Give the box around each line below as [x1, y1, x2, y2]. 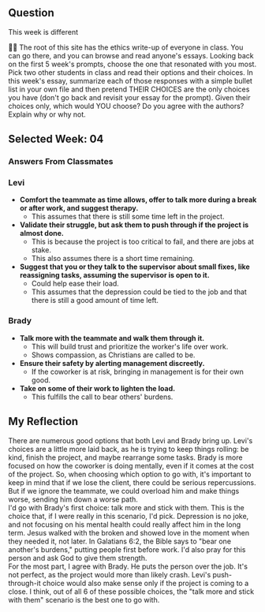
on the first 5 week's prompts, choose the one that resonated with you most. [8, 59, 257, 69]
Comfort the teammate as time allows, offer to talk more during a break [19, 195, 257, 204]
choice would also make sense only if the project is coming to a [42, 578, 249, 588]
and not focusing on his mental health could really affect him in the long [8, 520, 241, 529]
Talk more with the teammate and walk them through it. [19, 333, 205, 342]
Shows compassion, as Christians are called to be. [31, 350, 196, 360]
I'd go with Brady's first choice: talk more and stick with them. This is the [8, 502, 244, 512]
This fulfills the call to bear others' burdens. [31, 392, 174, 401]
